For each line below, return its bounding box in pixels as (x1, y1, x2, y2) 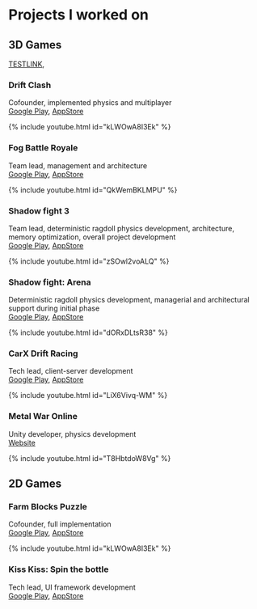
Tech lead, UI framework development (8, 582, 136, 592)
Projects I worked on (8, 6, 150, 24)
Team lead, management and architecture (8, 160, 148, 171)
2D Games (8, 477, 62, 491)
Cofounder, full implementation (8, 519, 112, 529)
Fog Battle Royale (8, 142, 78, 154)
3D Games (8, 38, 62, 52)
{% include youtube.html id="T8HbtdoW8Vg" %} (8, 453, 171, 463)
